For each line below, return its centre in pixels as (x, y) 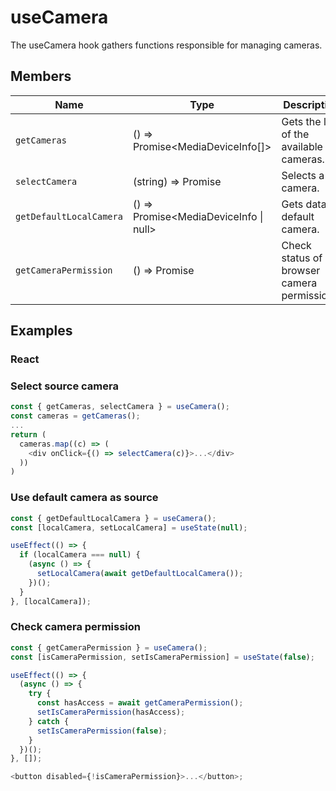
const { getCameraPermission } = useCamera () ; (109, 647)
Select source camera (64, 386)
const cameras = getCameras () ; (75, 416)
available (302, 146)
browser (301, 270)
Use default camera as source (84, 498)
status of (302, 258)
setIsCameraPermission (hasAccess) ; (111, 712)
